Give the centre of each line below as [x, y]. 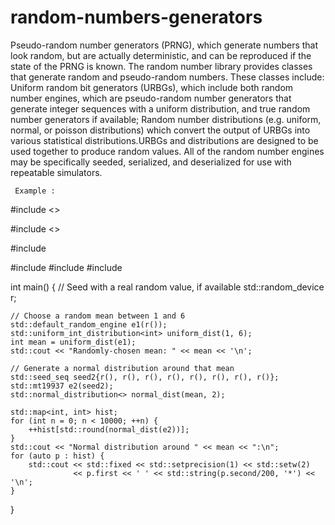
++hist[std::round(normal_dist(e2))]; [109, 429]
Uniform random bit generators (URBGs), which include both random [152, 87]
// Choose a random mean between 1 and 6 [98, 316]
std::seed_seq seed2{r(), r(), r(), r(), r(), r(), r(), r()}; [145, 377]
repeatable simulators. [56, 172]
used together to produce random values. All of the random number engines [167, 151]
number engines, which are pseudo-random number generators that [151, 98]
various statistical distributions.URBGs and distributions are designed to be [164, 140]
